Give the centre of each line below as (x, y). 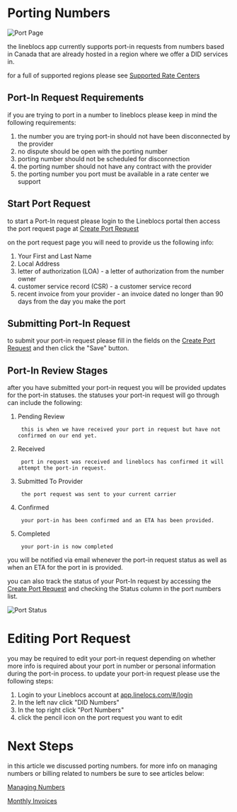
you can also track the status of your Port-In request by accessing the (109, 581)
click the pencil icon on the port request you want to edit (100, 718)
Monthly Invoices (33, 801)
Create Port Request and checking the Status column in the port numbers (114, 589)
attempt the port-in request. (62, 468)
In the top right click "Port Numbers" (71, 710)
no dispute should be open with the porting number (93, 151)
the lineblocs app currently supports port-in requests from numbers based (116, 46)
